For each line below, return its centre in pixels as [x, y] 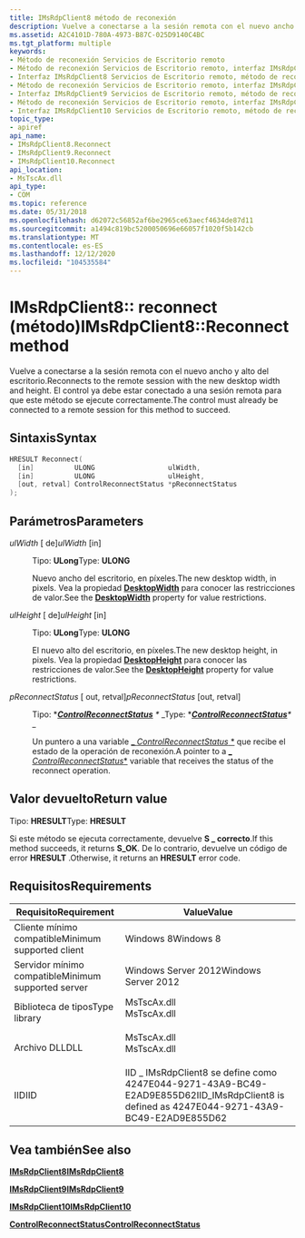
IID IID [26, 1095]
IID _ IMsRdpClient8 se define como [201, 1072]
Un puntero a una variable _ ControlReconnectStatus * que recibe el [159, 742]
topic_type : [32, 119]
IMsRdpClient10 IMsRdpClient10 [70, 1207]
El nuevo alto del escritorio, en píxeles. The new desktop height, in [155, 650]
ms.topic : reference [49, 204]
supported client [49, 949]
